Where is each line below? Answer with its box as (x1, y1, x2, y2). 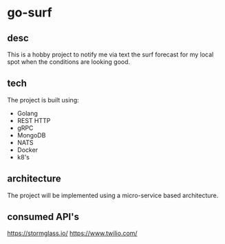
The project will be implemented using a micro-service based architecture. (7, 191, 219, 199)
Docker (17, 146, 39, 154)
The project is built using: (7, 96, 79, 104)
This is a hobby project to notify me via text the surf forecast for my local (7, 50, 214, 58)
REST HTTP (17, 116, 51, 124)
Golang (17, 109, 38, 118)
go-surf (7, 5, 53, 21)
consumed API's (7, 211, 79, 223)
